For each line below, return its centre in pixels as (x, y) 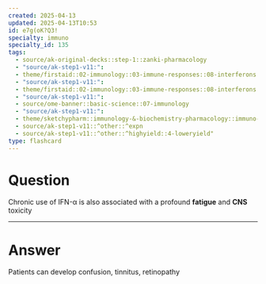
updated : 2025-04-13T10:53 (53, 23)
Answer (34, 250)
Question (39, 180)
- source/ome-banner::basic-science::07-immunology (103, 104)
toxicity (20, 210)
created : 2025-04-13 (42, 15)
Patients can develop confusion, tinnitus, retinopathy (94, 272)
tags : (17, 52)
